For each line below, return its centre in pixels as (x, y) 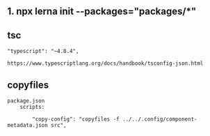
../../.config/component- (160, 119)
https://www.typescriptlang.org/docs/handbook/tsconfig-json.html (105, 63)
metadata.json (28, 126)
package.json (26, 101)
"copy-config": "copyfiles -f (76, 119)
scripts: (32, 107)
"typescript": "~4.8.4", (43, 52)
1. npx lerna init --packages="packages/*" (102, 12)
